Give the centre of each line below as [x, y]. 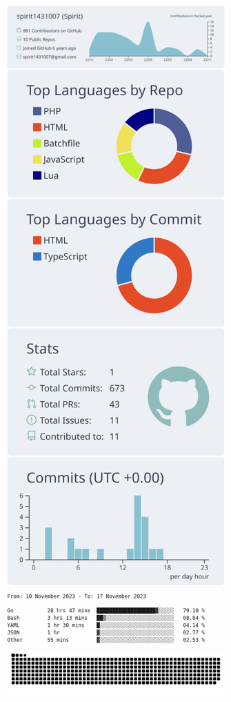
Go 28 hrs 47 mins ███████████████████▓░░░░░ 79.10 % [106, 611]
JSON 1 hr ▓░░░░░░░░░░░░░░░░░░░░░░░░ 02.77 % [106, 632]
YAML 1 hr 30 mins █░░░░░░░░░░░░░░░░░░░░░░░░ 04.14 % [106, 625]
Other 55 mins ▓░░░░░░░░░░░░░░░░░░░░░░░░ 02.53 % [106, 640]
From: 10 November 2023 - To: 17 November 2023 [77, 596]
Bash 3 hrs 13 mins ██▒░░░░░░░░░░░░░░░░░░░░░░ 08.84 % [106, 618]
